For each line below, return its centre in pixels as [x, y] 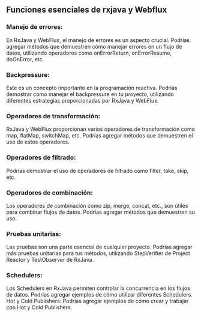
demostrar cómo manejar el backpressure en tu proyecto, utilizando [90, 94]
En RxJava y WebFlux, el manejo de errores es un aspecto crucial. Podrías [98, 40]
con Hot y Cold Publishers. [39, 307]
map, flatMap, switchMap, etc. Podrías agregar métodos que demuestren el [100, 136]
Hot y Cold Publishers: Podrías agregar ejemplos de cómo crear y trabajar [97, 301]
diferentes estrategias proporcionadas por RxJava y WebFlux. [82, 100]
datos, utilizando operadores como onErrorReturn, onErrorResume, [89, 53]
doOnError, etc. [25, 59]
